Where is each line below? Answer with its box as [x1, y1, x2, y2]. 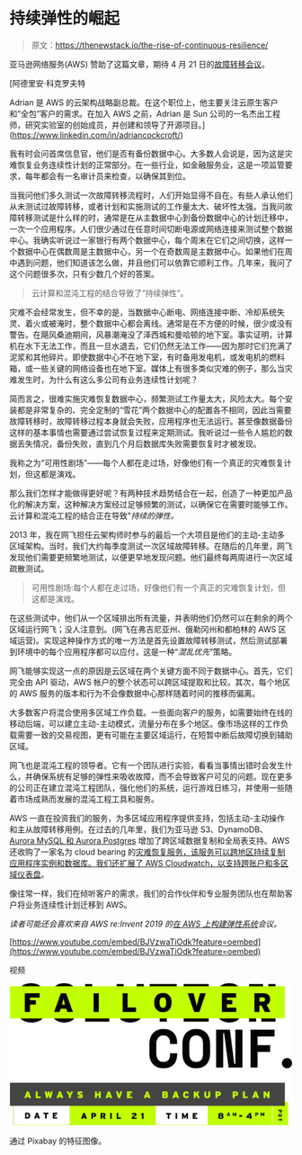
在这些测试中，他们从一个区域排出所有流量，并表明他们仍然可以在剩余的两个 [9, 613, 293, 623]
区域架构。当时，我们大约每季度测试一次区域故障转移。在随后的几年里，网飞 [9, 541, 293, 551]
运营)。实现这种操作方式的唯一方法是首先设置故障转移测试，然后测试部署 [16, 635, 289, 646]
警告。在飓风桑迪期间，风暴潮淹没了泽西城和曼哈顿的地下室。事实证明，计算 [9, 329, 293, 340]
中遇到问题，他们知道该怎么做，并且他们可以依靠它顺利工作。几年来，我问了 [9, 257, 293, 268]
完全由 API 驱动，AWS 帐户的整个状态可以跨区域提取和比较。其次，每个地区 [9, 676, 290, 687]
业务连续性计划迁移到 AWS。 [24, 899, 132, 909]
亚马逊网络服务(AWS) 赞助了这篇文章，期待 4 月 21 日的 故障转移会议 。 [9, 58, 270, 69]
